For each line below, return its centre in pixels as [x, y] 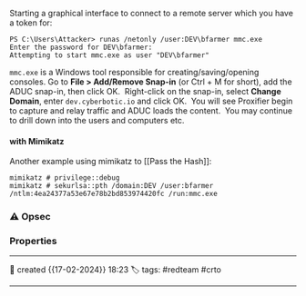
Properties [33, 242]
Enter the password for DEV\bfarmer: [81, 47]
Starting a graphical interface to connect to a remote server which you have [152, 13]
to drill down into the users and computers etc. [97, 120]
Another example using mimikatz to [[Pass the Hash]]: [111, 162]
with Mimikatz [37, 141]
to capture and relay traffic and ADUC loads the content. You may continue [151, 111]
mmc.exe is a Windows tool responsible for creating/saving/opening [134, 72]
